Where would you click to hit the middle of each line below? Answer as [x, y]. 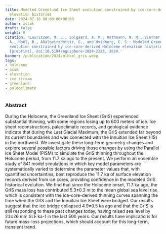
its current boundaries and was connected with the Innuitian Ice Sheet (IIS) [81, 137]
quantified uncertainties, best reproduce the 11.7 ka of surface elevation [78, 174]
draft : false [19, 28]
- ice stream [19, 79]
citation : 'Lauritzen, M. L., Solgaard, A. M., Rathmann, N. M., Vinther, [84, 38]
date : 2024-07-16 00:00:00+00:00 [40, 19]
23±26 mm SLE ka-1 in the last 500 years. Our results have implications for [81, 216]
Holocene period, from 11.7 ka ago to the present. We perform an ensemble [82, 158]
